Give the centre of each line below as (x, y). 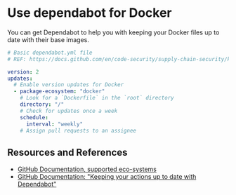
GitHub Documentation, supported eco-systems (87, 169)
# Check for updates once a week (69, 111)
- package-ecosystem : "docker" (59, 92)
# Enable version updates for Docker (69, 85)
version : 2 (23, 72)
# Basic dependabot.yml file (50, 53)
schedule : (34, 117)
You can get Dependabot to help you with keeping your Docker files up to (113, 32)
